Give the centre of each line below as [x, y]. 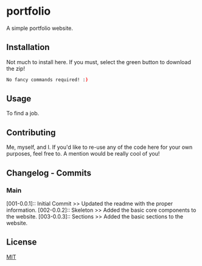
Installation [28, 47]
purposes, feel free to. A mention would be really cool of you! [83, 154]
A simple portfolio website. [40, 28]
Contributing [31, 132]
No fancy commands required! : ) [47, 80]
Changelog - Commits [49, 173]
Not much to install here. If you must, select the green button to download [99, 62]
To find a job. [23, 113]
